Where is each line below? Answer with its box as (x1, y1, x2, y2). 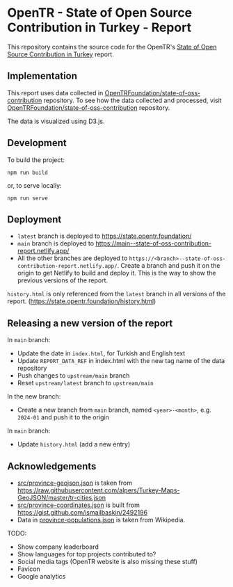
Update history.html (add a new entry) (17, 440, 131, 449)
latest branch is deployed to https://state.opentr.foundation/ (17, 232, 192, 241)
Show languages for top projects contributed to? (17, 550, 156, 558)
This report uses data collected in (7, 88, 104, 97)
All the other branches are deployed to (17, 254, 128, 262)
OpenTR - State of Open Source (7, 5, 193, 21)
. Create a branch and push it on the (117, 262, 220, 270)
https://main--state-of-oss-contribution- (95, 239, 212, 248)
